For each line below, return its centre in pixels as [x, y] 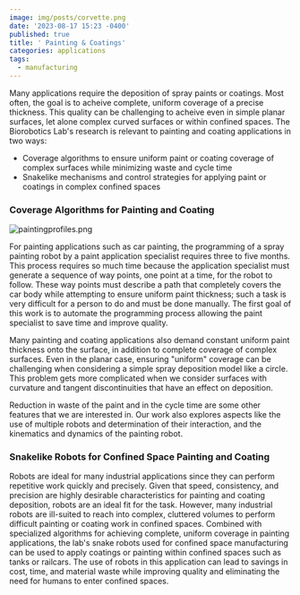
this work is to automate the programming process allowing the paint [136, 314]
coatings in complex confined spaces [91, 186]
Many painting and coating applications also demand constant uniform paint [150, 341]
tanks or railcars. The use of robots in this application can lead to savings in [149, 562]
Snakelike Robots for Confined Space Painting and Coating [140, 457]
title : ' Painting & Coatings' [68, 43]
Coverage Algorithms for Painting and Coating [112, 210]
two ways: [28, 141]
